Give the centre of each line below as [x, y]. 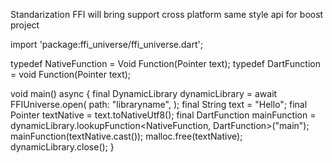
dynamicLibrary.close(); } [62, 147]
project [25, 25]
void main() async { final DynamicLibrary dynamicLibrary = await [144, 93]
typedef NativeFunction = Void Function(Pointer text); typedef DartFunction [166, 63]
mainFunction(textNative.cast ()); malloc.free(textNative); [126, 136]
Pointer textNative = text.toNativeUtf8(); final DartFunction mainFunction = [163, 115]
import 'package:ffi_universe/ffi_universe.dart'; [106, 44]
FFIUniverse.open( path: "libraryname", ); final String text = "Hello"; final [159, 104]
